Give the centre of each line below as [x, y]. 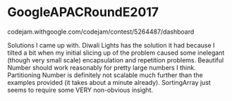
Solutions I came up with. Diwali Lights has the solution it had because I [111, 45]
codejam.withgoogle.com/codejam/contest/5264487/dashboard [101, 32]
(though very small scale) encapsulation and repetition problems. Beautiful [116, 60]
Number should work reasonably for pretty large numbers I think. [102, 67]
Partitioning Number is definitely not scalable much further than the [105, 75]
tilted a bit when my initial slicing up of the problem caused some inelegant [116, 53]
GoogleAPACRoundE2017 [83, 12]
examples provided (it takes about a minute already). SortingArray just [109, 82]
